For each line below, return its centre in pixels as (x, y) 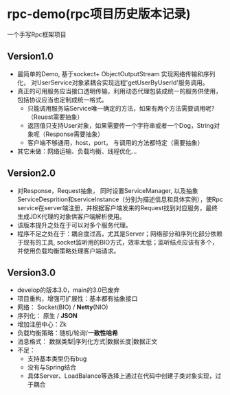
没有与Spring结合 (52, 368)
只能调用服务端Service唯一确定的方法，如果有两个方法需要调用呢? (121, 108)
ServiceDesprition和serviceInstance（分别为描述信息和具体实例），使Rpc (120, 199)
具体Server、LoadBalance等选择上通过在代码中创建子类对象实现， (121, 376)
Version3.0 (32, 272)
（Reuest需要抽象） (55, 117)
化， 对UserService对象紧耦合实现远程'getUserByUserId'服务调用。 (113, 82)
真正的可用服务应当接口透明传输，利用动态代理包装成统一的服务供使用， (119, 91)
